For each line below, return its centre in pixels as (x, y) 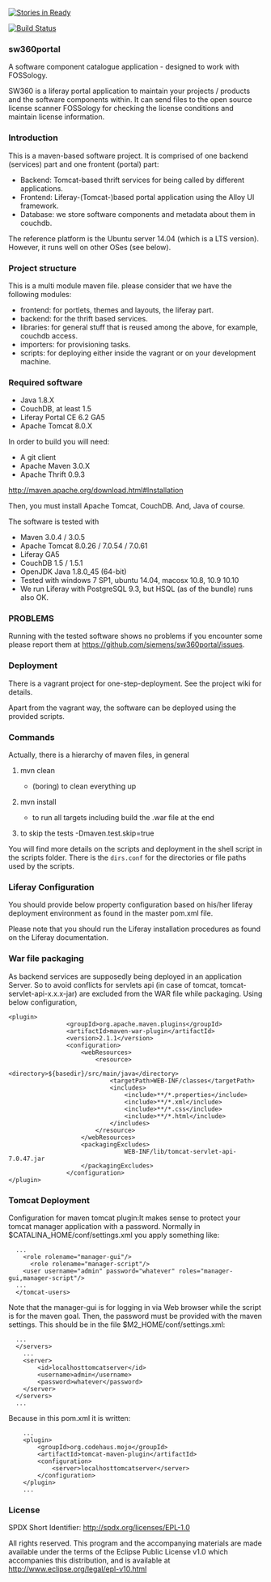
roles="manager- (205, 1271)
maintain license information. (57, 117)
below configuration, (43, 1002)
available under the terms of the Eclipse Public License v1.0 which (119, 1552)
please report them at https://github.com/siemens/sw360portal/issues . (127, 644)
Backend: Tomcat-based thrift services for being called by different (132, 180)
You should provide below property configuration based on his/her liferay (131, 905)
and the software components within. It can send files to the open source (130, 100)
